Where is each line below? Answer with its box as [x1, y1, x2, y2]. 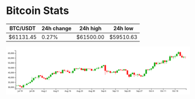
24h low [113, 25, 134, 32]
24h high [79, 25, 102, 32]
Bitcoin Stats [6, 4, 69, 17]
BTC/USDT [9, 25, 36, 32]
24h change [41, 25, 72, 32]
